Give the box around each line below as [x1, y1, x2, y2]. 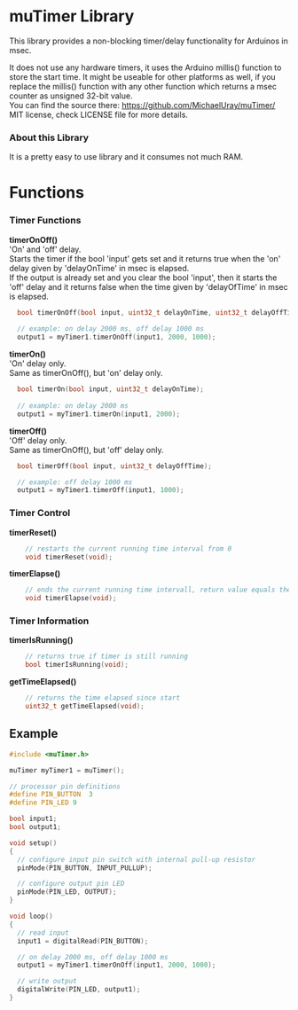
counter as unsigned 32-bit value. [9, 90, 133, 101]
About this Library [9, 131, 89, 144]
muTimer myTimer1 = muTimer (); [9, 765, 125, 775]
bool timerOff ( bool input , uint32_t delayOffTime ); [17, 461, 213, 471]
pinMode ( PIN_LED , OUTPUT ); [17, 888, 117, 896]
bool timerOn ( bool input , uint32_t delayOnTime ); [17, 385, 204, 394]
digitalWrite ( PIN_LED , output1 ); [17, 985, 141, 994]
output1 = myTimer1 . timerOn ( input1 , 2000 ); [17, 410, 180, 419]
